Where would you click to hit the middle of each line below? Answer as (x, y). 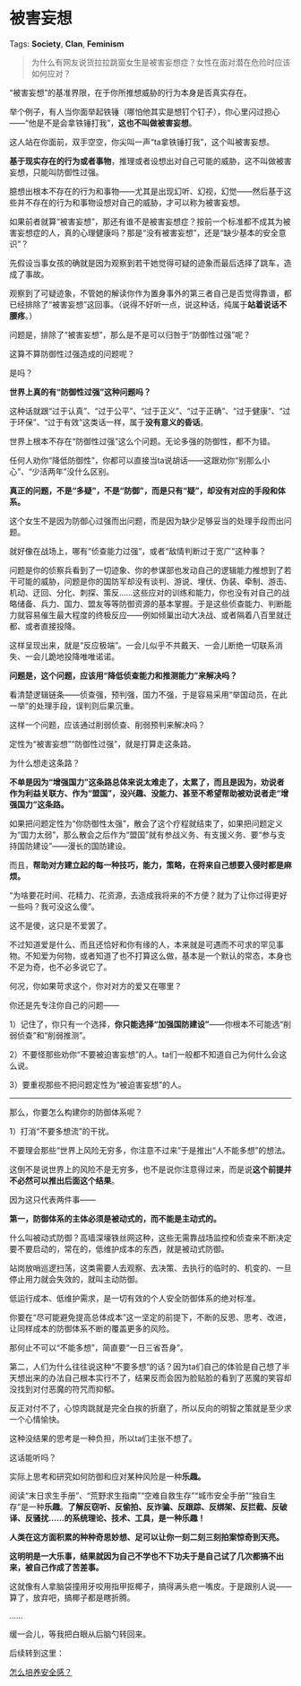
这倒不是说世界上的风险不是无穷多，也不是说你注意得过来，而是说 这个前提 (146, 1169)
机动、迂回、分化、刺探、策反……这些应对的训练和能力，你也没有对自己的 (146, 592)
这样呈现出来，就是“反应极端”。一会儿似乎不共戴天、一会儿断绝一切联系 (142, 645)
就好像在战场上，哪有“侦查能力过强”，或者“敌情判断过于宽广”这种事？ (138, 551)
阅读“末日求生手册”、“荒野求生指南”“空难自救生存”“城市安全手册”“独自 (139, 1495)
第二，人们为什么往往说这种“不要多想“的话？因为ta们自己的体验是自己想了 (146, 1366)
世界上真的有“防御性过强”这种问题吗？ (81, 392)
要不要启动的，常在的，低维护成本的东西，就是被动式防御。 (119, 1248)
